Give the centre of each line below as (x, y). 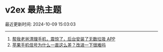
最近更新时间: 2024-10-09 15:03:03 (41, 24)
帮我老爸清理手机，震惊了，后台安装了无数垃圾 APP (64, 39)
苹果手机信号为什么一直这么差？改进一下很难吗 (59, 45)
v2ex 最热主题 (33, 10)
